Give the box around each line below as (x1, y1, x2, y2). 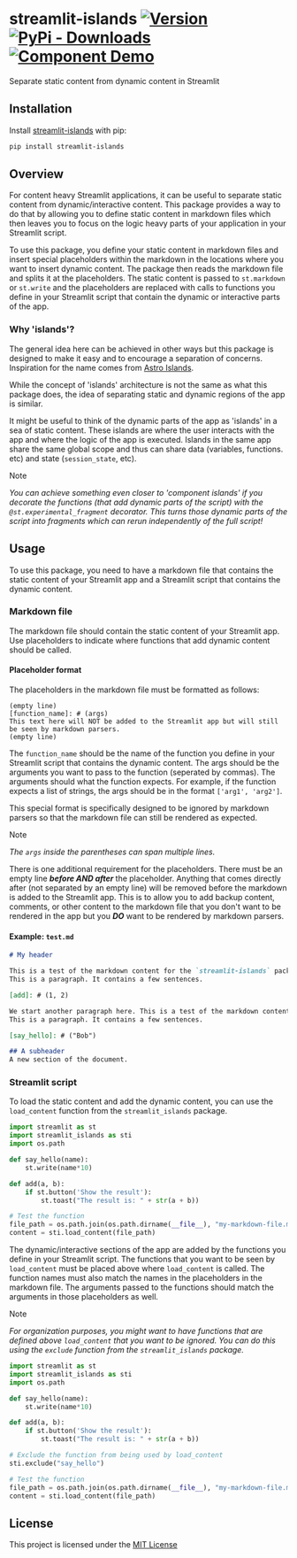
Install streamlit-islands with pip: (9, 125, 127, 135)
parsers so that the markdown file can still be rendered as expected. (9, 813, 258, 823)
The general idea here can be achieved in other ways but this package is (9, 343, 274, 354)
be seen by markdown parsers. (9, 725, 121, 734)
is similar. (9, 398, 43, 409)
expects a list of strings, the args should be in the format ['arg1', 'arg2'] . (9, 786, 283, 797)
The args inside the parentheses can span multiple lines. (9, 846, 216, 858)
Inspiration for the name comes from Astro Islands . (9, 362, 194, 373)
